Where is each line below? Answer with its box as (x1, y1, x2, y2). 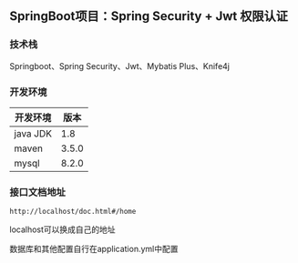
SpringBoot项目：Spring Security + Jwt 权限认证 (9, 8, 289, 25)
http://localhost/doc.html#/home (9, 207, 137, 217)
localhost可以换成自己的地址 (9, 224, 116, 235)
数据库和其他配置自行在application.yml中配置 (9, 244, 179, 255)
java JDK (14, 126, 53, 139)
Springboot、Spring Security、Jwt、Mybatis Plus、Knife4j (9, 60, 231, 71)
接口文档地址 (9, 186, 67, 198)
